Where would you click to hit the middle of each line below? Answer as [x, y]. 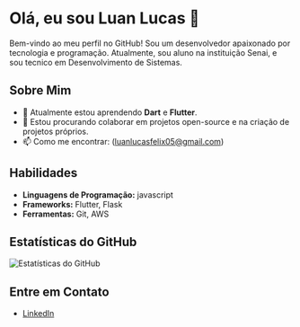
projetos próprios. [55, 131]
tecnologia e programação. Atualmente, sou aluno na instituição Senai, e [143, 52]
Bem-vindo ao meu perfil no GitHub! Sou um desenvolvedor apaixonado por [150, 43]
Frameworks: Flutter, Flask [72, 204]
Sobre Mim [40, 90]
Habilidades [44, 173]
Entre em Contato [59, 292]
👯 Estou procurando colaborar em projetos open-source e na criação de [156, 121]
